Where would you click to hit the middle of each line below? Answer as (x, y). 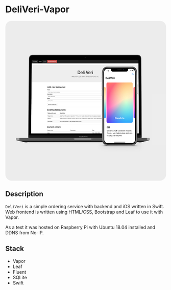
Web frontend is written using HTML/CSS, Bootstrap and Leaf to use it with (84, 212)
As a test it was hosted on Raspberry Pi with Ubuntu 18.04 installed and (80, 227)
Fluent (19, 272)
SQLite (20, 277)
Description (24, 194)
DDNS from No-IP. (25, 232)
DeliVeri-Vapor (38, 9)
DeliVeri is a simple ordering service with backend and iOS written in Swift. (85, 206)
